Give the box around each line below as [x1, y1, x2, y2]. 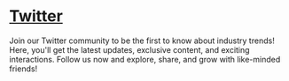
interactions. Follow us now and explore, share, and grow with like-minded [9, 54, 281, 64]
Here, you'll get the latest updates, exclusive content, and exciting [9, 44, 250, 55]
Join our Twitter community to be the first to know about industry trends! [9, 35, 275, 46]
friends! [9, 63, 38, 74]
